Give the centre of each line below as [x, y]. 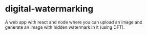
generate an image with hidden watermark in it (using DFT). [65, 27]
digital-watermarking [49, 9]
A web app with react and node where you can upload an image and [74, 22]
